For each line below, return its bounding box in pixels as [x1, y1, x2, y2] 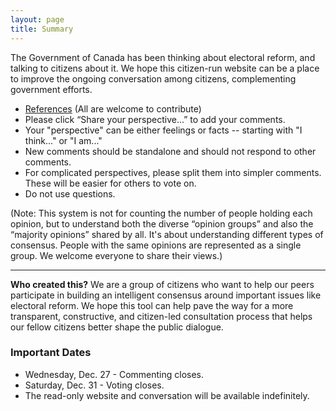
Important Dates [10, 346, 92, 360]
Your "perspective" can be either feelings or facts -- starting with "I [24, 124, 303, 136]
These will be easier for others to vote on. [24, 177, 197, 189]
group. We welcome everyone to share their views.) [10, 249, 223, 261]
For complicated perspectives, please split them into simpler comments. [24, 166, 322, 178]
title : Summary [10, 24, 74, 34]
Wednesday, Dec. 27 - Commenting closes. [24, 368, 205, 380]
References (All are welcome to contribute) [24, 102, 202, 115]
